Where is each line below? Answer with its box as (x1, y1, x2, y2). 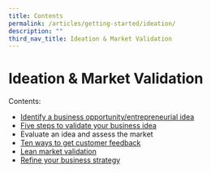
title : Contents (8, 11, 63, 20)
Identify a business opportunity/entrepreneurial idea (19, 112, 195, 122)
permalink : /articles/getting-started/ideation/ (8, 19, 176, 28)
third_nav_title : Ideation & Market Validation (8, 34, 173, 43)
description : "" (8, 27, 63, 35)
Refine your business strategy (19, 155, 121, 165)
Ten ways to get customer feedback (19, 138, 141, 148)
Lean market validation (19, 147, 97, 157)
